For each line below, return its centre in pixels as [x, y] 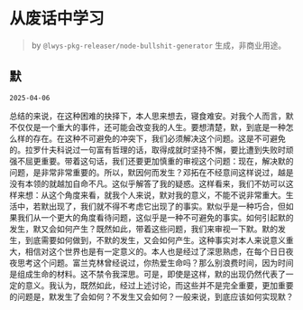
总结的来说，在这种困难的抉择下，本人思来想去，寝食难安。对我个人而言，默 [151, 116]
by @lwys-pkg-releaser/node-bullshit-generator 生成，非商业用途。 [159, 45]
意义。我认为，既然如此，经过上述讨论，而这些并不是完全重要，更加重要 [159, 285]
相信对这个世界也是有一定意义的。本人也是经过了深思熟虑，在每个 [147, 251]
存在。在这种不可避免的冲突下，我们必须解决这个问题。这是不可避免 [159, 138]
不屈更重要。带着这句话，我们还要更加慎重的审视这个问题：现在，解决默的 [155, 161]
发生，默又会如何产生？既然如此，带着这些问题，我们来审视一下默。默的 [143, 229]
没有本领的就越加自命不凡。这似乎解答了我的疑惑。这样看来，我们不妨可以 [147, 183]
